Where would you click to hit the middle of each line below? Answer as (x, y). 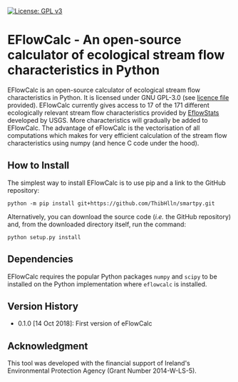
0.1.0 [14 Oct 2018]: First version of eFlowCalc (85, 323)
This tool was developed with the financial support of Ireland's (99, 363)
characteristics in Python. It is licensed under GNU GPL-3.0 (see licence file (118, 97)
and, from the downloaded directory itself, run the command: (97, 224)
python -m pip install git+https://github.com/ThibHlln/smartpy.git (111, 203)
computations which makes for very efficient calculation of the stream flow (117, 135)
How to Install (38, 165)
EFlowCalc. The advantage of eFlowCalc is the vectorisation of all (104, 128)
